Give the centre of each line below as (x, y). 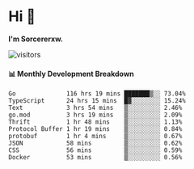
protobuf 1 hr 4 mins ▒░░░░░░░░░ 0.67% (95, 137)
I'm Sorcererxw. (36, 39)
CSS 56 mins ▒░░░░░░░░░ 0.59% (95, 150)
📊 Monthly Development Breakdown (72, 74)
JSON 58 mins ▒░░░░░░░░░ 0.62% (95, 144)
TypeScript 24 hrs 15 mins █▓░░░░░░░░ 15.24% (97, 101)
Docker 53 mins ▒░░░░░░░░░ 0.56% (95, 158)
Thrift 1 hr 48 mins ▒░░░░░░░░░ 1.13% (95, 122)
